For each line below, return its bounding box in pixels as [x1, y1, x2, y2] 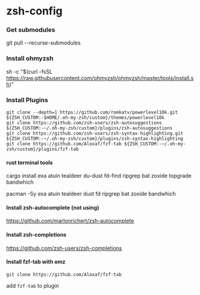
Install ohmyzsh [6, 54, 54, 62]
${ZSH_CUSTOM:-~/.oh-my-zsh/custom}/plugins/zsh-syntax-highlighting [6, 136, 184, 142]
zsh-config [6, 4, 63, 18]
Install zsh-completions [6, 231, 67, 239]
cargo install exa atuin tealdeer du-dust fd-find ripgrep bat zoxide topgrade [6, 172, 192, 180]
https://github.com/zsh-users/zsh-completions [6, 245, 122, 252]
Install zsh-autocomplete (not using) [6, 204, 99, 211]
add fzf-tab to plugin [6, 282, 59, 289]
